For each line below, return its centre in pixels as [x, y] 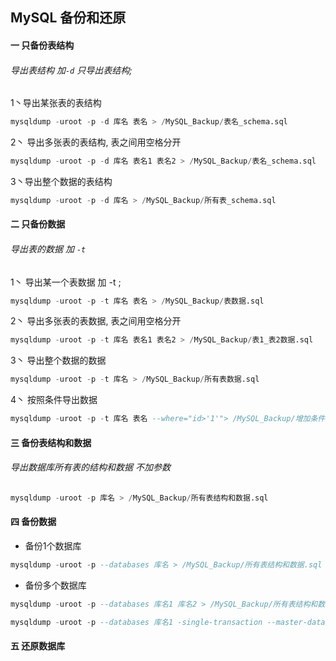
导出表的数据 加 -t [48, 249]
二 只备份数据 [38, 224]
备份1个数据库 [53, 545]
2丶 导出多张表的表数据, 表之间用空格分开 [96, 321]
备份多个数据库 [55, 585]
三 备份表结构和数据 [51, 442]
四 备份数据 [33, 522]
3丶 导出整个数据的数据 [58, 360]
